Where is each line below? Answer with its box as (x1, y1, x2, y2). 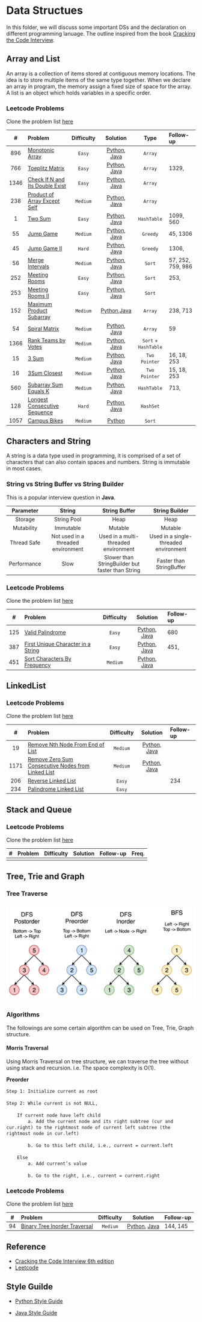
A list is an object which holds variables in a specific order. (6, 89, 151, 96)
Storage (15, 516, 35, 523)
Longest (28, 395, 48, 403)
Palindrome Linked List (28, 785, 84, 793)
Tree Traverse (6, 889, 48, 898)
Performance (8, 560, 41, 567)
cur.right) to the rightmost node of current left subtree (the (6, 1124, 171, 1130)
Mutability (13, 524, 38, 531)
